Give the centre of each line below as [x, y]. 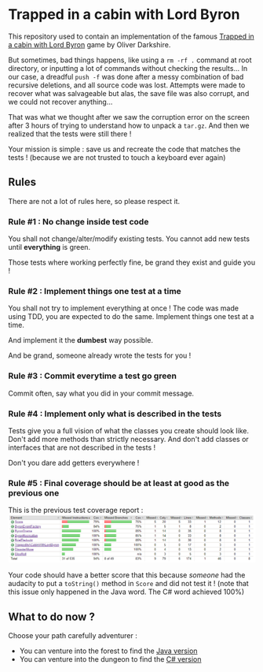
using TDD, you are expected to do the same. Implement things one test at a [131, 317]
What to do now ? [52, 616]
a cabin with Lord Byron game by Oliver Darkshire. [89, 44]
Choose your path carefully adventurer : [73, 635]
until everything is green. [49, 247]
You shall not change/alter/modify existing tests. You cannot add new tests [129, 239]
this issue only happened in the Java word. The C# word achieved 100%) [126, 592]
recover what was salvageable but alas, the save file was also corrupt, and [129, 93]
